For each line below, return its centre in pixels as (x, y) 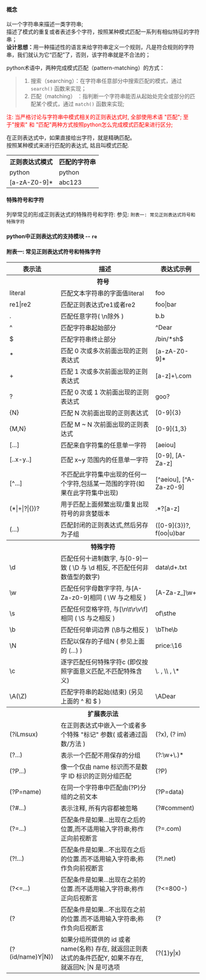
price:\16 (169, 646)
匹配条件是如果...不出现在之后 (103, 850)
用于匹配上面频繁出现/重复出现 (105, 505)
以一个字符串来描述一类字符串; (45, 24)
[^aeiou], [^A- (175, 480)
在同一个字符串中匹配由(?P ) (100, 788)
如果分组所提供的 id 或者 (95, 939)
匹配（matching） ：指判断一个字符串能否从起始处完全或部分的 (110, 96)
